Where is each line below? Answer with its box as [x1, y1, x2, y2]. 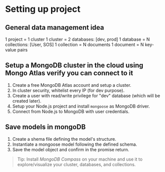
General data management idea [5, 23, 105, 32]
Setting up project [5, 3, 81, 15]
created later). [12, 98, 42, 104]
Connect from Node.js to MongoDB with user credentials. [12, 108, 130, 115]
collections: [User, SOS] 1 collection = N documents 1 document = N [5, 42, 144, 48]
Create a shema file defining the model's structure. [12, 136, 116, 142]
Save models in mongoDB [5, 123, 86, 131]
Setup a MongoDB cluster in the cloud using [5, 61, 144, 70]
